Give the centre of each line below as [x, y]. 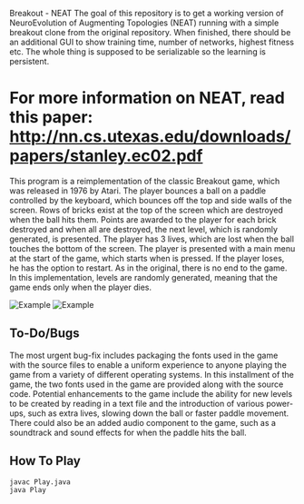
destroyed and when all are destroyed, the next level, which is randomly [144, 229]
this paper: [51, 118]
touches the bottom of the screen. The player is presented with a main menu [152, 248]
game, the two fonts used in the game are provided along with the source [147, 384]
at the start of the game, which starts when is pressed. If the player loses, [147, 258]
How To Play [45, 461]
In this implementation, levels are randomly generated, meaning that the [144, 277]
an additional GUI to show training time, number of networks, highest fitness [152, 42]
